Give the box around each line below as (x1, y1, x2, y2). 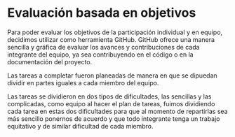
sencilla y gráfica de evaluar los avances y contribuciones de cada (7, 43, 200, 51)
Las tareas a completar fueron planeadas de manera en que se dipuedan (7, 71, 217, 80)
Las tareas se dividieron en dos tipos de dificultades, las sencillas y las (7, 92, 212, 101)
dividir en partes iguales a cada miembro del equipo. (7, 78, 159, 87)
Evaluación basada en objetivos (7, 5, 196, 21)
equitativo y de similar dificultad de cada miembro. (7, 122, 154, 130)
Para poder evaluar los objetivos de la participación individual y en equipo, (7, 28, 223, 36)
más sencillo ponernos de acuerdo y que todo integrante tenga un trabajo (7, 114, 220, 123)
